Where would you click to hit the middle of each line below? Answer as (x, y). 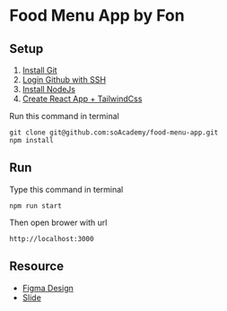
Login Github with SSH (64, 80)
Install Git (39, 70)
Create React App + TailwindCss (82, 99)
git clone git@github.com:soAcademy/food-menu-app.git (114, 133)
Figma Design (48, 288)
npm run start (36, 206)
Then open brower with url (58, 222)
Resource (37, 267)
